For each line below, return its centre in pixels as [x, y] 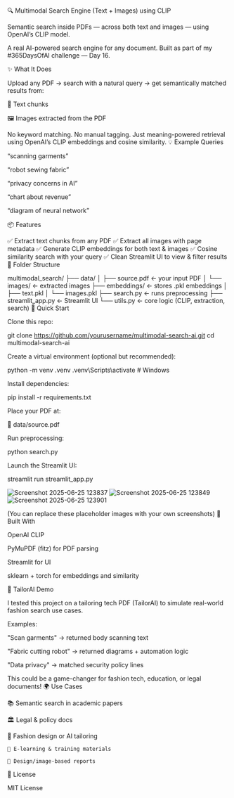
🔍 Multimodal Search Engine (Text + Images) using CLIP [89, 11]
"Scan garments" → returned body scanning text [78, 638]
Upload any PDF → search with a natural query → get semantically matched [117, 83]
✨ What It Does [30, 69]
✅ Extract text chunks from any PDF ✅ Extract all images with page [105, 241]
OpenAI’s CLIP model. [39, 34]
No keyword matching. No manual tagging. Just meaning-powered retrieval [116, 134]
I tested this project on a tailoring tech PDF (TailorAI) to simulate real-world [115, 603]
